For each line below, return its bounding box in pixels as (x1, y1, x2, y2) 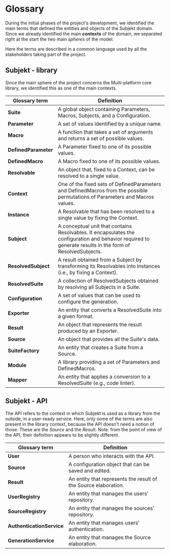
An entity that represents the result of (68, 475, 158, 482)
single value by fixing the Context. (58, 214, 139, 221)
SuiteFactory (8, 347, 39, 354)
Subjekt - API (5, 397, 48, 406)
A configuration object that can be (68, 460, 150, 468)
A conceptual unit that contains (58, 222, 132, 229)
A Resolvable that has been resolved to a (58, 208, 155, 215)
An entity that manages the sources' (68, 504, 155, 511)
